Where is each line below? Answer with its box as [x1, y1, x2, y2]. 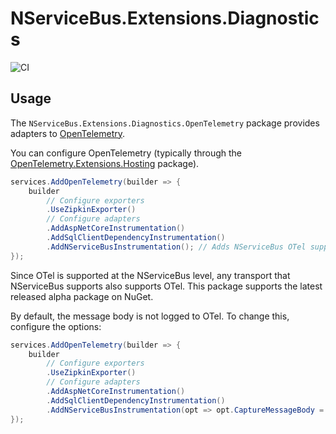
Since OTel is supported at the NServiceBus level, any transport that [10, 269, 291, 281]
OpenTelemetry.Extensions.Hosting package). [10, 157, 200, 169]
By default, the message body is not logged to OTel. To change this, [10, 310, 290, 322]
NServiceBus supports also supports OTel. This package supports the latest [10, 280, 323, 292]
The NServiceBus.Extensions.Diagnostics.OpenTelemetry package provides [10, 117, 320, 129]
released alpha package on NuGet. [10, 290, 154, 302]
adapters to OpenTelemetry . [10, 127, 126, 139]
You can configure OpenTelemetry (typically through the [10, 147, 243, 159]
